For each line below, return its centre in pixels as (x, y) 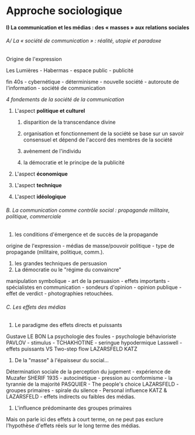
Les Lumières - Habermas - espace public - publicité (70, 70)
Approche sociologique (64, 11)
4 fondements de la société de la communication (65, 99)
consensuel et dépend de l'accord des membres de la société (98, 140)
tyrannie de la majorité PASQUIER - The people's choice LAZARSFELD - (93, 384)
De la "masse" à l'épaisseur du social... (62, 360)
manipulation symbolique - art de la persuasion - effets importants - (88, 281)
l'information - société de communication (56, 88)
